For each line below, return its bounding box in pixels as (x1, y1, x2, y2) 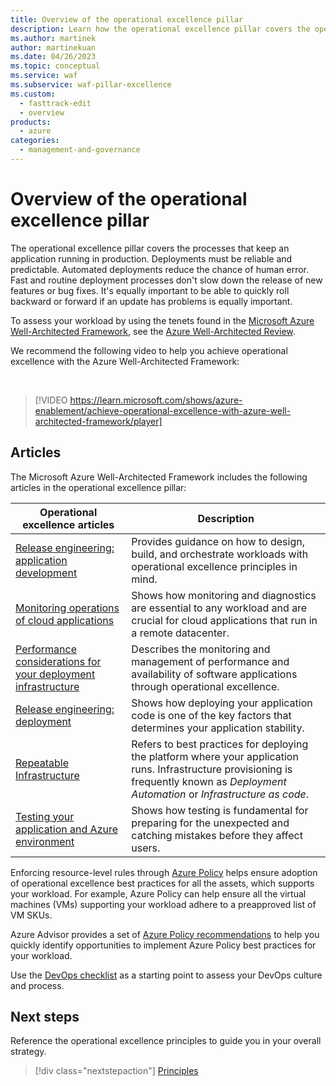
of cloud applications (15, 613, 115, 627)
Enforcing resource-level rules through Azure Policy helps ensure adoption (10, 866, 318, 878)
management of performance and (131, 654, 290, 668)
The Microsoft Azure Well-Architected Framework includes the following (10, 471, 308, 483)
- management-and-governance (19, 145, 141, 155)
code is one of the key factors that (131, 708, 292, 722)
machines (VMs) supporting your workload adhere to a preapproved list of (10, 898, 317, 910)
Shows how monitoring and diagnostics (131, 588, 317, 602)
